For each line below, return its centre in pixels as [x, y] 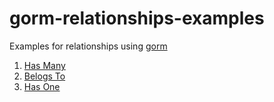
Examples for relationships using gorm [88, 46]
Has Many [44, 65]
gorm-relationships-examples [137, 18]
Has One [42, 86]
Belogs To [44, 76]
